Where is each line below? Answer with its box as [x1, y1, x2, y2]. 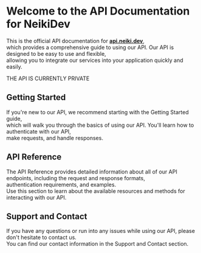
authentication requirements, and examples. [6, 181, 117, 188]
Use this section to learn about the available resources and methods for [6, 187, 185, 195]
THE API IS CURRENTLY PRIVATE [6, 75, 90, 82]
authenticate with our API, [6, 127, 71, 135]
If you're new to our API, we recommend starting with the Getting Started [6, 108, 189, 116]
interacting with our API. [6, 194, 67, 201]
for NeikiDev [6, 17, 71, 31]
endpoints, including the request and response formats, [6, 174, 146, 181]
